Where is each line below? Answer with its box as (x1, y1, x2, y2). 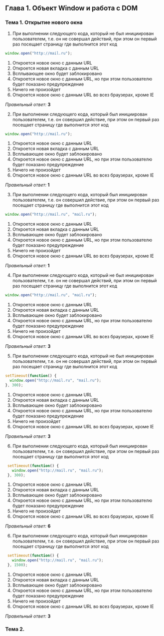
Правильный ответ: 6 (5, 523, 51, 529)
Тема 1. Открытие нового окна (5, 19, 83, 26)
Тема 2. (5, 625, 25, 632)
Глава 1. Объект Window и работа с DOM (5, 4, 138, 13)
